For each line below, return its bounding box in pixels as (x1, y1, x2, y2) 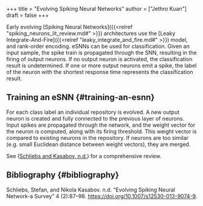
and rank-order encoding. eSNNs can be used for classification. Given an (6, 42, 190, 50)
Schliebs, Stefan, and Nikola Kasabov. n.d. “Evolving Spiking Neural (6, 186, 176, 193)
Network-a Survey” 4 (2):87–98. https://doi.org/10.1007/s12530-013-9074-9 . (6, 192, 198, 199)
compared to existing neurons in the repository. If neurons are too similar (6, 134, 189, 141)
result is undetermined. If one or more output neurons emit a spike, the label (6, 62, 197, 69)
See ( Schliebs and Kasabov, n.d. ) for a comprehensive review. (6, 152, 162, 159)
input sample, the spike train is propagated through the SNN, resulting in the (6, 49, 197, 56)
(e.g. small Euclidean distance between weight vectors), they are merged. (6, 141, 191, 148)
